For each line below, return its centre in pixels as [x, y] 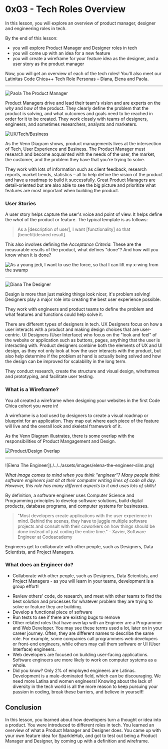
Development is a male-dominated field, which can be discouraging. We [86, 676]
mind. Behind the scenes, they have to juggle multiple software [82, 521]
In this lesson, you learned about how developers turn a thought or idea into [83, 719]
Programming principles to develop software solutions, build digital [74, 500]
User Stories [21, 203]
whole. [19, 665]
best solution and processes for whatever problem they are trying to [82, 601]
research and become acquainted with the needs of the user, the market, [80, 154]
